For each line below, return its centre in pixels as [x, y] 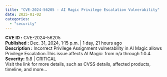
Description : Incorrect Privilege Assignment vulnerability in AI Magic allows [84, 48]
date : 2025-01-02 [23, 14]
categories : [17, 19]
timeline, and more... [26, 70]
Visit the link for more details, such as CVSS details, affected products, [78, 64]
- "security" [23, 24]
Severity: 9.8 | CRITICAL [31, 59]
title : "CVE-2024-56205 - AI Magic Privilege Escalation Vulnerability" [82, 10]
